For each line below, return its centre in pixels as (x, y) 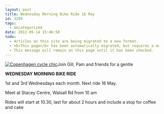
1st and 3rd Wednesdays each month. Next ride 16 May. (61, 83)
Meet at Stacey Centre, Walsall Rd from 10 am (51, 93)
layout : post (18, 9)
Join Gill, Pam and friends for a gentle (95, 64)
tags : (10, 23)
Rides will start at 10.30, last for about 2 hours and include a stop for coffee (81, 102)
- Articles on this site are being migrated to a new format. (74, 41)
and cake (14, 107)
